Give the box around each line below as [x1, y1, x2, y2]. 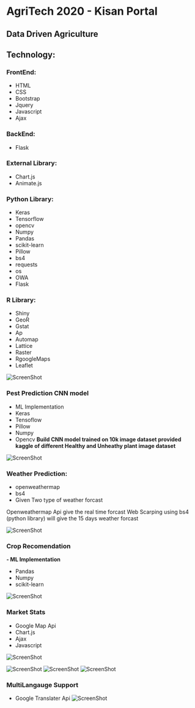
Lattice [15, 342, 33, 350]
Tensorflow [15, 215, 44, 223]
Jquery [15, 101, 34, 109]
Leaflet [15, 362, 34, 369]
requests [15, 261, 38, 268]
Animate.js [15, 179, 42, 187]
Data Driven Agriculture [6, 29, 99, 39]
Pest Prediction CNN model [6, 389, 89, 398]
